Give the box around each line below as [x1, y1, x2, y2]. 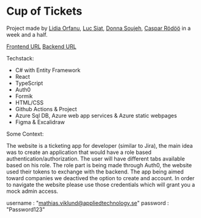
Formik [15, 92, 33, 100]
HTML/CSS [15, 99, 44, 106]
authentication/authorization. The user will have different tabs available [6, 154, 185, 162]
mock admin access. [6, 187, 59, 195]
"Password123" [6, 206, 45, 213]
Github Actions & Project [15, 105, 78, 112]
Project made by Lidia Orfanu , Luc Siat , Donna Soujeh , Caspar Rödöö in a [6, 24, 191, 32]
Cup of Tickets [6, 4, 82, 18]
